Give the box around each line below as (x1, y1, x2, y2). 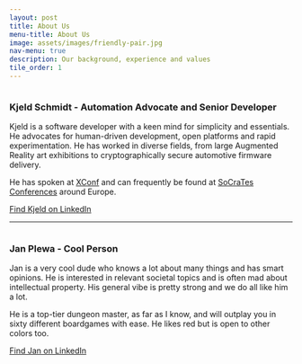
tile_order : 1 (9, 64, 63, 73)
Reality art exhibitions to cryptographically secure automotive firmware (9, 150, 272, 161)
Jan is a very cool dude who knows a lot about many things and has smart (9, 262, 285, 274)
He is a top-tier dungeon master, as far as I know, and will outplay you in (9, 309, 277, 320)
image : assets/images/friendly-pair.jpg (9, 38, 164, 48)
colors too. (9, 328, 49, 339)
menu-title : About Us (9, 30, 91, 39)
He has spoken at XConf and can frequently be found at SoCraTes (9, 177, 254, 188)
